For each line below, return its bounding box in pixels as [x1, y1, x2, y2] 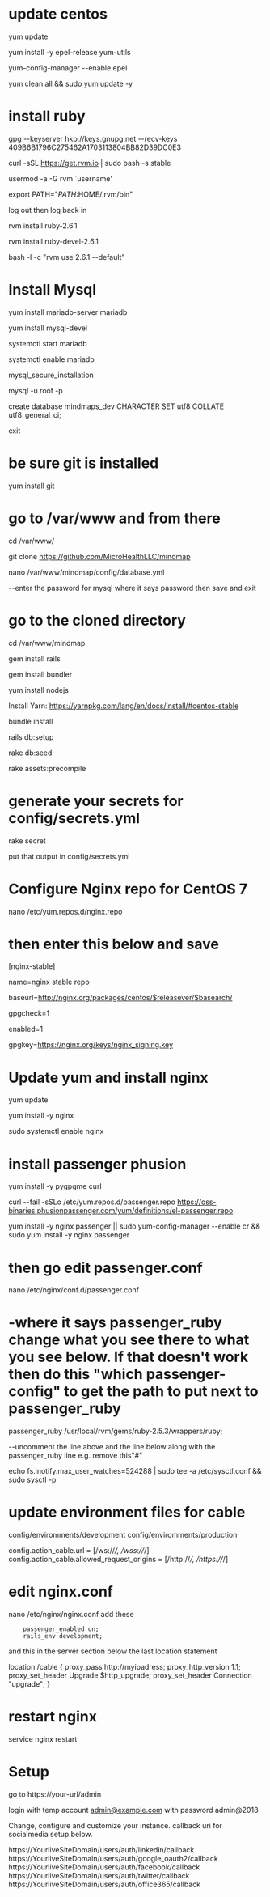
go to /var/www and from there [8, 509, 221, 527]
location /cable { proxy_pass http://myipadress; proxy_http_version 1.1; [8, 1662, 241, 1672]
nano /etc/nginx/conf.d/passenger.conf [8, 1285, 140, 1295]
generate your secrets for [8, 791, 184, 810]
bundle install [8, 716, 53, 726]
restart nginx [8, 1708, 97, 1726]
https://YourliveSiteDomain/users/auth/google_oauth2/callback [8, 1853, 218, 1863]
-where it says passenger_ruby [8, 1313, 222, 1332]
